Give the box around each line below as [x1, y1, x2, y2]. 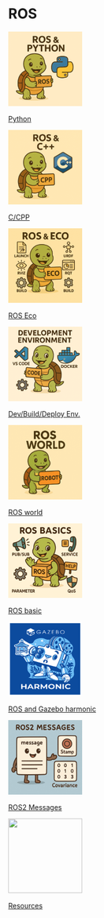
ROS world [8, 507, 43, 517]
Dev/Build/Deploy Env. [8, 409, 80, 418]
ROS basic [8, 606, 42, 615]
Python [8, 114, 32, 123]
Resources [8, 901, 43, 910]
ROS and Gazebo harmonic [8, 704, 97, 714]
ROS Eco [8, 311, 37, 320]
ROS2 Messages [8, 802, 62, 811]
